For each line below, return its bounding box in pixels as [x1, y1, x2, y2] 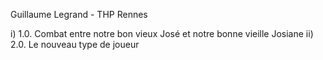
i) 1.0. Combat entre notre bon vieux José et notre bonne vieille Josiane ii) [10, 28, 314, 39]
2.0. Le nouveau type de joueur [10, 39, 140, 50]
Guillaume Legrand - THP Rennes [10, 9, 148, 20]
